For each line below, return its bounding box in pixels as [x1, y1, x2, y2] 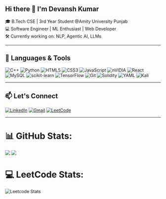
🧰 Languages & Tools [5, 54, 71, 62]
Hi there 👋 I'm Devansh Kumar [5, 5, 99, 13]
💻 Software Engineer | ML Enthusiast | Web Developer [5, 26, 117, 32]
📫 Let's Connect [5, 92, 58, 100]
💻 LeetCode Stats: [5, 169, 84, 180]
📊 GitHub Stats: [5, 130, 73, 141]
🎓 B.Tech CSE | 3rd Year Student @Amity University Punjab [5, 18, 128, 24]
